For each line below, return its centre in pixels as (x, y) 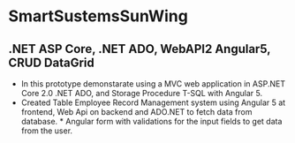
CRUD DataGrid (51, 62)
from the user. (46, 131)
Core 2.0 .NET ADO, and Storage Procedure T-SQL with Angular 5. (141, 93)
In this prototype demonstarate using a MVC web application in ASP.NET (153, 84)
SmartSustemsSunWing (98, 16)
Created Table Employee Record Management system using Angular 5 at (153, 102)
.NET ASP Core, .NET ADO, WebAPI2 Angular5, (140, 49)
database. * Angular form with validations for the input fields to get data (151, 121)
